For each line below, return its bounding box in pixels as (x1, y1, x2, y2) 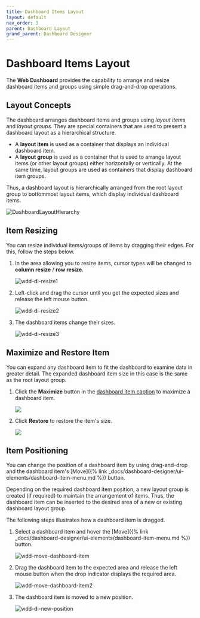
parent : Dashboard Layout (6, 25, 70, 32)
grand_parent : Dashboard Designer (6, 31, 93, 37)
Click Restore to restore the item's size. (14, 417, 112, 424)
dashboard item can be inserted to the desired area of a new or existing (6, 498, 183, 506)
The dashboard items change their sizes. (14, 319, 116, 326)
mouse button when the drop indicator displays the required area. (14, 570, 177, 578)
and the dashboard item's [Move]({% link (6, 468, 107, 475)
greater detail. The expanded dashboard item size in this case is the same (6, 369, 188, 377)
